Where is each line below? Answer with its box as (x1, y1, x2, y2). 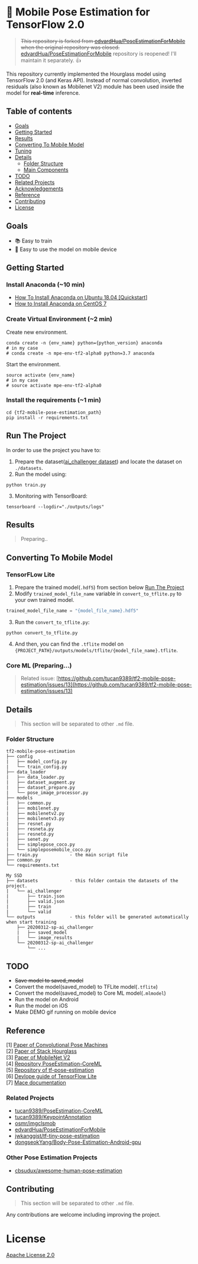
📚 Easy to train (14, 237, 53, 244)
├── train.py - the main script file (6, 852, 128, 858)
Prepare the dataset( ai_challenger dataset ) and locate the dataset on (14, 458, 182, 465)
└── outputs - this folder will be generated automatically (6, 914, 189, 920)
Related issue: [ (20, 675, 59, 682)
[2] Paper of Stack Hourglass (6, 1047, 77, 1055)
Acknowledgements (14, 185, 64, 192)
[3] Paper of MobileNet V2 (6, 1054, 71, 1061)
